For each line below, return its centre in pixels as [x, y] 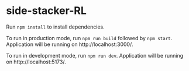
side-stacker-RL [46, 11]
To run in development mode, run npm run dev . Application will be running [95, 55]
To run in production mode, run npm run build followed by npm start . [89, 38]
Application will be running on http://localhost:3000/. [70, 44]
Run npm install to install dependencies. [55, 27]
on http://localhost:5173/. [36, 62]
